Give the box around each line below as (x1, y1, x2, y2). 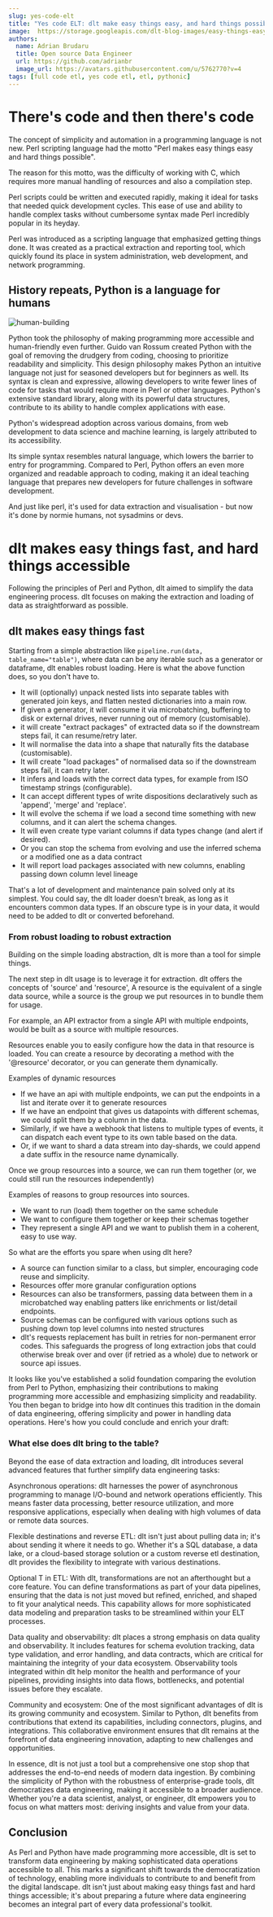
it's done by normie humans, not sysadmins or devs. (8, 511, 184, 520)
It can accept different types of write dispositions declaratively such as (19, 792, 258, 801)
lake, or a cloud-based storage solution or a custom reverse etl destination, (8, 1548, 260, 1558)
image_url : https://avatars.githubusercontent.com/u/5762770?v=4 (15, 65, 242, 73)
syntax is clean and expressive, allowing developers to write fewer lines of (8, 376, 258, 387)
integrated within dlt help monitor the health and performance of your (8, 1666, 241, 1676)
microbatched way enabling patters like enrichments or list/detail (19, 1298, 238, 1308)
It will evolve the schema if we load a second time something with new (19, 809, 257, 818)
